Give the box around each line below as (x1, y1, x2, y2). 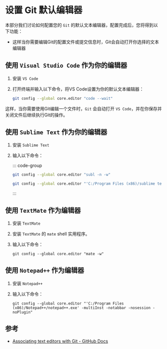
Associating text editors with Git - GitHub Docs (12, 338, 108, 344)
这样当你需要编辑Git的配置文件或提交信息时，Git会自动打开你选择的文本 (12, 38, 159, 45)
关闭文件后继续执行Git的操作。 (5, 112, 68, 118)
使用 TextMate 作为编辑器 (5, 206, 81, 215)
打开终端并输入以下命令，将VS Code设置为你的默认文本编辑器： (12, 86, 144, 92)
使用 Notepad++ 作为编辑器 (5, 266, 84, 275)
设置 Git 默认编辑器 (5, 4, 83, 16)
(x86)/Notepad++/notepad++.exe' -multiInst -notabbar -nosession (12, 305, 151, 310)
